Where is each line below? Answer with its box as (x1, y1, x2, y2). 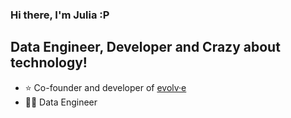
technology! (10, 54, 88, 72)
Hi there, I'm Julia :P (10, 8, 110, 22)
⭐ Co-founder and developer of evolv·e (24, 81, 187, 93)
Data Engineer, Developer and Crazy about (10, 39, 281, 56)
